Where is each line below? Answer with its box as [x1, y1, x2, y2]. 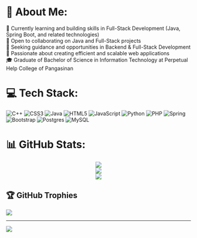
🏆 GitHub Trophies [6, 190, 78, 200]
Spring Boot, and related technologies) [6, 31, 100, 38]
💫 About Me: [6, 5, 68, 19]
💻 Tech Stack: [6, 86, 79, 100]
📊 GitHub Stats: [6, 138, 86, 152]
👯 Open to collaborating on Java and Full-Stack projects [6, 37, 141, 44]
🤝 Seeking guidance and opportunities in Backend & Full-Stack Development [6, 43, 191, 51]
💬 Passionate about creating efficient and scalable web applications [6, 49, 170, 56]
